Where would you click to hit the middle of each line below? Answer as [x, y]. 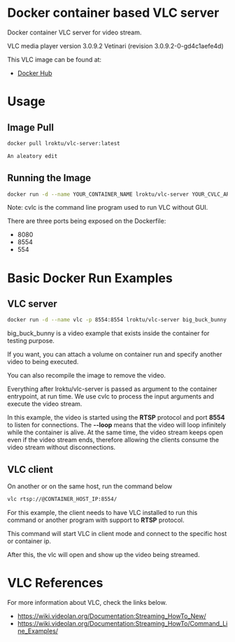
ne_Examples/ [37, 631]
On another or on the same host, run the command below [90, 486]
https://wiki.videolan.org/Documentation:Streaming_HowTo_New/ [112, 616]
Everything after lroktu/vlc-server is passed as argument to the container [112, 389]
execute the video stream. [45, 404]
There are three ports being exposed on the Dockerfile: [87, 221]
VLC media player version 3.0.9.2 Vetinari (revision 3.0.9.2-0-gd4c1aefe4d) [115, 46]
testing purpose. [31, 341]
